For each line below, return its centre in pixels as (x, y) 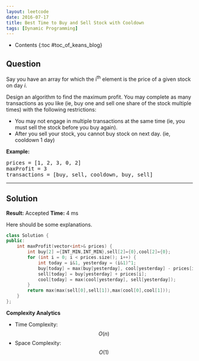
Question (23, 64)
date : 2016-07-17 (28, 17)
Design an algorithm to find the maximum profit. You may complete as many (99, 97)
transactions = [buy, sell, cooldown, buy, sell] (80, 175)
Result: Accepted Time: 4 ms (42, 213)
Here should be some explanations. (49, 224)
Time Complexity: (36, 324)
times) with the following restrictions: (51, 109)
